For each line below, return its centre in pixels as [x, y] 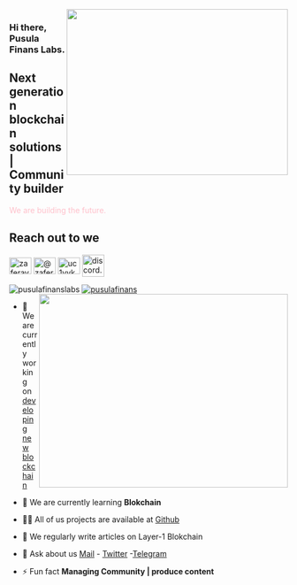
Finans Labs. [37, 50]
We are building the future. [58, 210]
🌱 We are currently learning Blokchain [91, 502]
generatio [37, 92]
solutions [35, 147]
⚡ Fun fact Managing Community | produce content [118, 571]
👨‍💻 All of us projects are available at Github [100, 519]
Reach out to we [54, 238]
